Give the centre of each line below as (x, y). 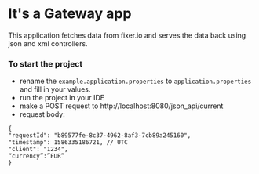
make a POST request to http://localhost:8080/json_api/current (121, 106)
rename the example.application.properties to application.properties (135, 81)
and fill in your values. (55, 89)
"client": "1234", (38, 150)
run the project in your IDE (62, 98)
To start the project (46, 63)
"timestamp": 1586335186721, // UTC (68, 143)
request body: (42, 114)
